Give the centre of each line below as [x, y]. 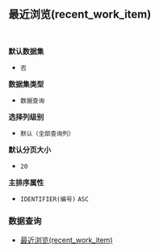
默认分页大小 [29, 149]
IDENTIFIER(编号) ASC [54, 199]
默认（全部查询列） [47, 133]
